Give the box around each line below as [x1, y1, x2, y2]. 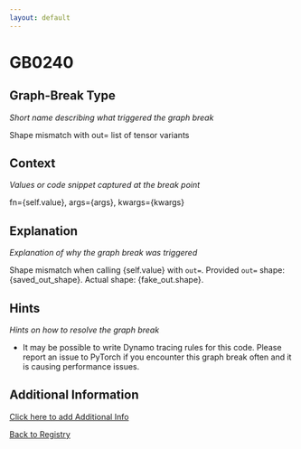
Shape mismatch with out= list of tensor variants [9, 129, 190, 140]
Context [9, 155, 56, 172]
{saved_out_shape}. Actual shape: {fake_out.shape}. [9, 275, 204, 285]
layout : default [9, 13, 71, 23]
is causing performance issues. [22, 361, 140, 372]
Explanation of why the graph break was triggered [9, 248, 198, 258]
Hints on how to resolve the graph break [9, 324, 160, 335]
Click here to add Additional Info [9, 411, 129, 422]
